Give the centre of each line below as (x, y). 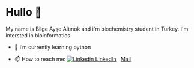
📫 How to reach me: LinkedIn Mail (73, 59)
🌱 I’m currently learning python (53, 47)
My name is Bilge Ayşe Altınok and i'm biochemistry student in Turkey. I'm (97, 29)
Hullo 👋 (24, 12)
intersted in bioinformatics (38, 35)
